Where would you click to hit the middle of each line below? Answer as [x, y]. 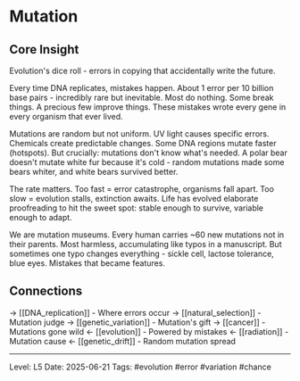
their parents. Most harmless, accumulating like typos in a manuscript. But [146, 244]
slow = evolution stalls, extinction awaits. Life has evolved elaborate [134, 199]
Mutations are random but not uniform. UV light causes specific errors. [139, 134]
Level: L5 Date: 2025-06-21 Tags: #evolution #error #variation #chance [141, 367]
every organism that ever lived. [66, 116]
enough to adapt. [41, 217]
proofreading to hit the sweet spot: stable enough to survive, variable [137, 208]
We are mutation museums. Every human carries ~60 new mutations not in [147, 235]
